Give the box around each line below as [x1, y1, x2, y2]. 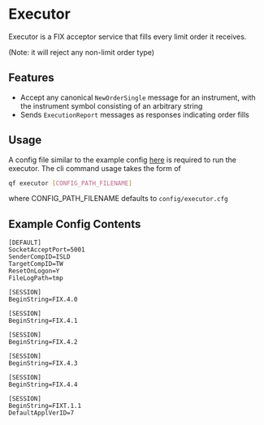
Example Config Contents [8, 217, 141, 231]
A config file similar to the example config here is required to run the [8, 155, 237, 165]
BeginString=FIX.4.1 [8, 317, 79, 325]
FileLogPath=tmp [8, 274, 63, 282]
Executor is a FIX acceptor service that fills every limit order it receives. [8, 32, 247, 41]
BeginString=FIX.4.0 [8, 295, 79, 304]
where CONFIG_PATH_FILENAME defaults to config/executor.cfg [8, 194, 229, 204]
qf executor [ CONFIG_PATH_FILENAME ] [8, 179, 132, 187]
